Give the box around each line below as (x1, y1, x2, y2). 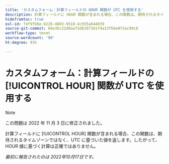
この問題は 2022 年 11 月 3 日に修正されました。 (5, 120, 105, 126)
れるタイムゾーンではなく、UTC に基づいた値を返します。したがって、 (14, 136, 160, 143)
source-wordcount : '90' (5, 36, 55, 41)
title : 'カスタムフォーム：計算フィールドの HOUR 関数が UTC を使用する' (5, 7, 144, 13)
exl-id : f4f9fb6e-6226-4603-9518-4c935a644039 (5, 21, 105, 27)
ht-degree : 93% (5, 40, 37, 45)
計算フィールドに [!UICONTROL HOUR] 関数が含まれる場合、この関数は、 (5, 130, 158, 136)
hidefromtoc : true (5, 17, 44, 22)
